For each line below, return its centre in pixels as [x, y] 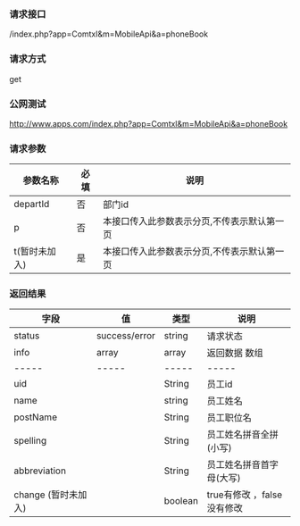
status [27, 336]
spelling [30, 441]
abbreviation [40, 471]
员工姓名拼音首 [238, 464]
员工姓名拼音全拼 [243, 435]
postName [36, 417]
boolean [181, 501]
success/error [126, 336]
